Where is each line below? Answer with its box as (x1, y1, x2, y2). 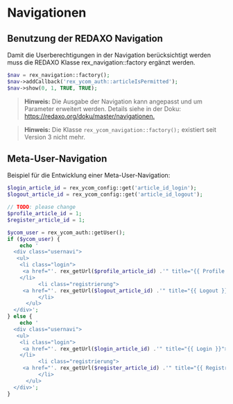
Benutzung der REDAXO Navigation (7, 33, 163, 44)
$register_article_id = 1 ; (7, 217, 85, 224)
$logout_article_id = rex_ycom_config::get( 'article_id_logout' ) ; (7, 191, 203, 199)
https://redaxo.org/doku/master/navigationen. (24, 112, 155, 120)
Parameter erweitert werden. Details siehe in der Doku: (24, 104, 182, 112)
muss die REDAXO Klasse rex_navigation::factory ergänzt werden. (7, 58, 196, 67)
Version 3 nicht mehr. (24, 133, 85, 141)
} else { (7, 313, 33, 320)
